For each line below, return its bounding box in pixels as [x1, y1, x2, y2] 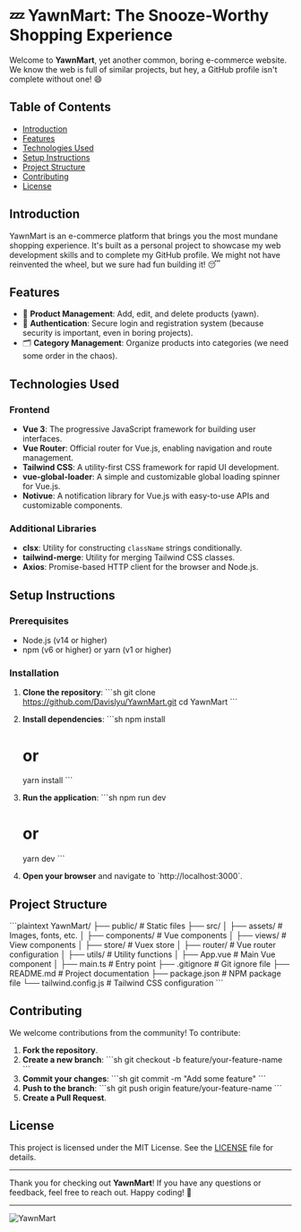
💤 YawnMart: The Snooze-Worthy [9, 5, 270, 26]
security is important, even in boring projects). [21, 328, 193, 339]
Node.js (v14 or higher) [21, 635, 107, 646]
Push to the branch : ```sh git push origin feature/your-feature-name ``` [21, 1082, 282, 1093]
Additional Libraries [9, 521, 97, 534]
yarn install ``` [21, 775, 73, 786]
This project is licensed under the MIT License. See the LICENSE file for [9, 1142, 274, 1152]
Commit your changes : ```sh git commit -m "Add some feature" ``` [21, 1073, 267, 1084]
